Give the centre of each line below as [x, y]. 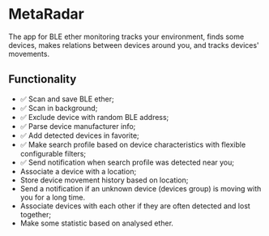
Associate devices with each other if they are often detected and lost [135, 206]
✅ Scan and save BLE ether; [67, 99]
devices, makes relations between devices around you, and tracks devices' [134, 45]
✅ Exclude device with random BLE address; [94, 117]
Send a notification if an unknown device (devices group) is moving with [141, 188]
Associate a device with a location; [78, 171]
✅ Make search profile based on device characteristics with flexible [133, 144]
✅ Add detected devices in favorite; [79, 135]
